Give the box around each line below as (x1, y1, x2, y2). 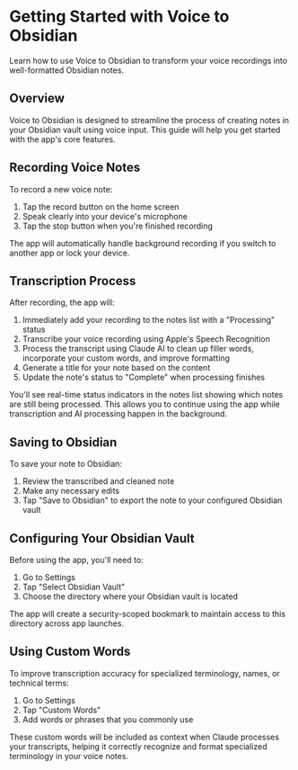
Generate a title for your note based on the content (22, 363, 211, 373)
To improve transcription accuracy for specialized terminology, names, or (9, 667, 280, 678)
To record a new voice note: (9, 184, 113, 194)
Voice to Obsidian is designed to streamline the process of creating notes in (9, 114, 290, 125)
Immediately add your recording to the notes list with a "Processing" (22, 315, 276, 326)
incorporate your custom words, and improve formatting (22, 353, 231, 363)
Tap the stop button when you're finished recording (22, 220, 214, 231)
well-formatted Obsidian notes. (9, 65, 124, 76)
